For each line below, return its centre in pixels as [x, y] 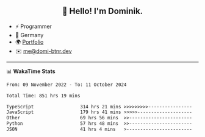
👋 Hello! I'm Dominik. [103, 11]
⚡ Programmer [33, 26]
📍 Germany [29, 35]
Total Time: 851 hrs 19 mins [43, 96]
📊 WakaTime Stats [31, 71]
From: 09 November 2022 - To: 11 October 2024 [67, 85]
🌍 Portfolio [29, 42]
